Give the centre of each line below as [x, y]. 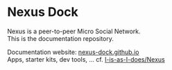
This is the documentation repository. [61, 38]
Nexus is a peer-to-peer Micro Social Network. [74, 31]
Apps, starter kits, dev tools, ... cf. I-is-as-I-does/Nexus [86, 59]
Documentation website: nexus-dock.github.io [73, 52]
